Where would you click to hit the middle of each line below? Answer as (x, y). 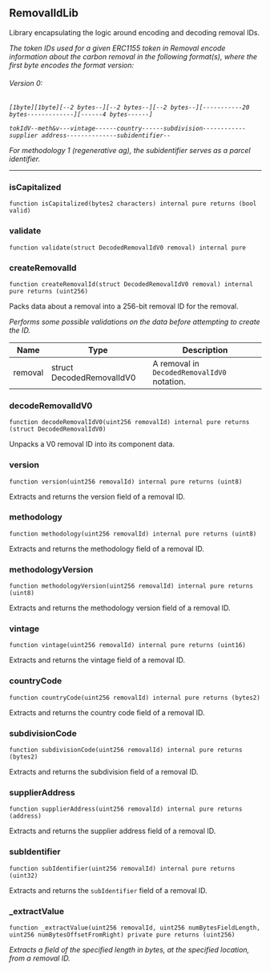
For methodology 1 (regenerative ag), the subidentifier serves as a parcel (130, 151)
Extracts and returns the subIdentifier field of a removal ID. (108, 890)
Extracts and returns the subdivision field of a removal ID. (104, 771)
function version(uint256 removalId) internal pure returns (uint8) (126, 481)
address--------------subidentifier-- (106, 136)
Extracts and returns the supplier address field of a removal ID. (113, 831)
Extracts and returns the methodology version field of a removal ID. (120, 608)
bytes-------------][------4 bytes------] (81, 115)
